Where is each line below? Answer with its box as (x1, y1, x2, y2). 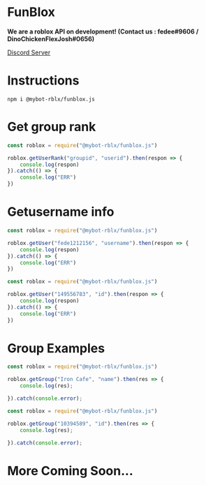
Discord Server (7, 48, 51, 57)
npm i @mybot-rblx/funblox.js (7, 96, 96, 103)
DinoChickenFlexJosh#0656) (7, 34, 95, 43)
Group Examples (7, 340, 105, 356)
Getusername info (7, 204, 115, 220)
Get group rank (7, 119, 96, 135)
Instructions (7, 73, 80, 89)
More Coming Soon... (7, 463, 134, 479)
